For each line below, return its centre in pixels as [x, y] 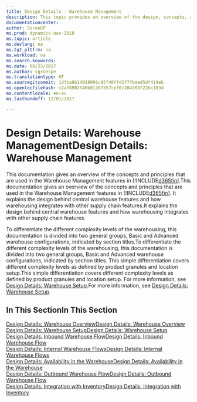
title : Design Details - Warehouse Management [64, 11]
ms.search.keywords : [31, 60]
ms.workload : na [26, 55]
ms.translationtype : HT [35, 77]
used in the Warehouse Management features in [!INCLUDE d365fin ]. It [91, 193]
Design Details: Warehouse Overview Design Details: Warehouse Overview [96, 324]
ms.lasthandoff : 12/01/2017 [40, 99]
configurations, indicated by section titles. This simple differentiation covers [98, 260]
